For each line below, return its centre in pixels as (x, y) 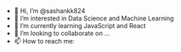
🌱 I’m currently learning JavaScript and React (80, 26)
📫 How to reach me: (44, 41)
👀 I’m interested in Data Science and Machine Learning (94, 18)
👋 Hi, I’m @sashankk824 (49, 11)
